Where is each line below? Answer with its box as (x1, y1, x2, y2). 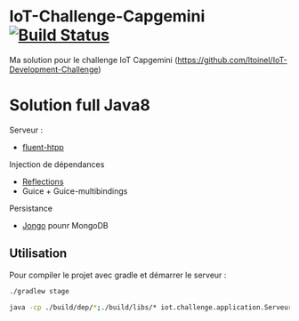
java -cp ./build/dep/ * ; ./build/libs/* (9, 302, 158, 312)
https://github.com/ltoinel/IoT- (177, 54, 287, 65)
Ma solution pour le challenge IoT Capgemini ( (9, 54, 178, 65)
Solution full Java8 (9, 95, 151, 116)
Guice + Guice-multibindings (21, 185, 128, 197)
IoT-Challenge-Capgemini (9, 6, 206, 27)
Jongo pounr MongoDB (21, 220, 109, 230)
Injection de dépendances (9, 158, 105, 170)
